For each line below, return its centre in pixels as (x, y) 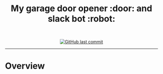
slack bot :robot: (81, 19)
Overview (25, 66)
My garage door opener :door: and (81, 9)
